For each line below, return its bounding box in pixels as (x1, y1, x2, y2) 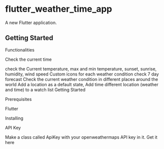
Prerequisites (5, 96, 32, 102)
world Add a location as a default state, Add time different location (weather (5, 81, 159, 87)
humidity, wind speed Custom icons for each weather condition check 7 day (5, 71, 159, 77)
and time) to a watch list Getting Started (5, 87, 86, 93)
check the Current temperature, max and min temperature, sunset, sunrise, (5, 66, 157, 72)
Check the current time (5, 56, 52, 62)
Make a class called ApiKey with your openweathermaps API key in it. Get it (5, 134, 158, 140)
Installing (5, 115, 24, 121)
